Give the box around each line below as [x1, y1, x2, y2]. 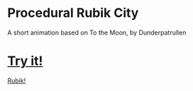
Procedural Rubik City [7, 5, 139, 21]
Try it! [7, 53, 43, 69]
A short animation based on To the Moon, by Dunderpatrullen [7, 28, 187, 37]
